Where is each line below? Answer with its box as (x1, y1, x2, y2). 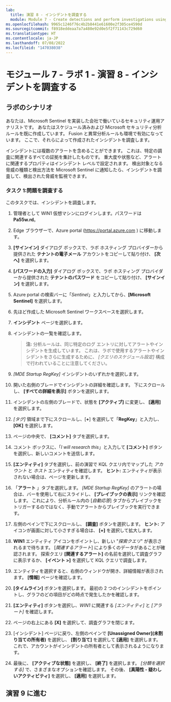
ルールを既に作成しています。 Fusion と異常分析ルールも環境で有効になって (6, 130, 164, 136)
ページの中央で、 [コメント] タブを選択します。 (13, 433, 112, 439)
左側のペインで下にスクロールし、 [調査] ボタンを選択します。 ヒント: (13, 521, 159, 527)
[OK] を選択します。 (13, 422, 55, 429)
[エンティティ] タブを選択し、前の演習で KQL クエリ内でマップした (13, 461, 154, 467)
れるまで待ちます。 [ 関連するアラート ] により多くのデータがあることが (13, 544, 161, 551)
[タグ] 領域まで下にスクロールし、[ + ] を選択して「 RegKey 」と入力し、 (13, 416, 162, 422)
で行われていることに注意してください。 (25, 360, 110, 366)
